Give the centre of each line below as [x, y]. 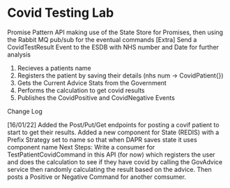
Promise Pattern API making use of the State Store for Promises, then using [115, 32]
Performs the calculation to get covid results [81, 90]
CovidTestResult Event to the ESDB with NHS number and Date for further [113, 47]
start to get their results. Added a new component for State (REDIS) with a [113, 132]
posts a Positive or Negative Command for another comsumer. [97, 177]
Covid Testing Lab [61, 13]
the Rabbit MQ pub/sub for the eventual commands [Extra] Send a [102, 39]
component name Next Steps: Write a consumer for [81, 147]
